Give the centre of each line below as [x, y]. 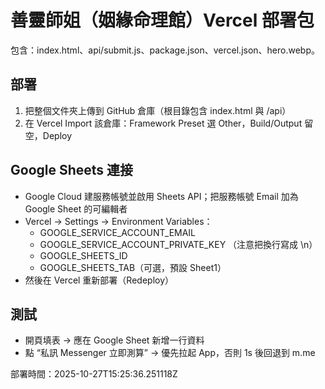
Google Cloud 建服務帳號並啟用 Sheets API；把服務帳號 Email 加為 [161, 196]
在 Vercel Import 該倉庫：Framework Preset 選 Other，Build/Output [163, 123]
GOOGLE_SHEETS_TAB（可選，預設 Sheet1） [133, 267]
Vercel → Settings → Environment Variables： [118, 221]
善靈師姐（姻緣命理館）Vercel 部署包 [162, 20]
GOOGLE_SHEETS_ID [83, 255]
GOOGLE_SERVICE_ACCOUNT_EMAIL [118, 232]
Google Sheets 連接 [72, 170]
